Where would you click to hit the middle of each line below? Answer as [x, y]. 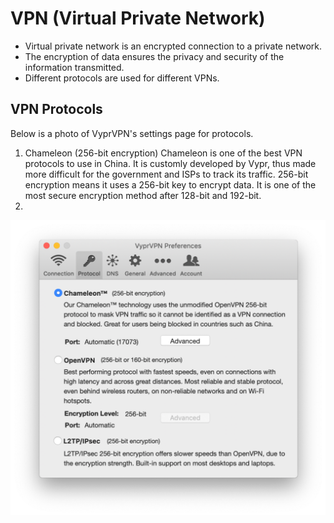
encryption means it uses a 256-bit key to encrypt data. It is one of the [170, 184]
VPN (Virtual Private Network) [138, 18]
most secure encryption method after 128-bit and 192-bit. [143, 195]
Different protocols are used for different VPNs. [122, 78]
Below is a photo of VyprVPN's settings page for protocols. [132, 133]
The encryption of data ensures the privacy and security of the [154, 56]
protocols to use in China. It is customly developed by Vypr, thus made [170, 163]
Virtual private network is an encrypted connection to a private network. [173, 46]
